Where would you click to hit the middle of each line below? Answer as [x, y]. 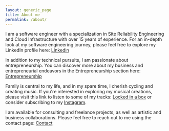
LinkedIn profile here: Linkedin [37, 50]
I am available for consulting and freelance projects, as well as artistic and [83, 112]
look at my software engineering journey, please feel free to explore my [81, 45]
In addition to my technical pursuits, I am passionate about [67, 60]
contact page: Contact [29, 123]
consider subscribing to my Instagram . [46, 102]
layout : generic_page [28, 10]
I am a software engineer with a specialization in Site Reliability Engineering [85, 34]
